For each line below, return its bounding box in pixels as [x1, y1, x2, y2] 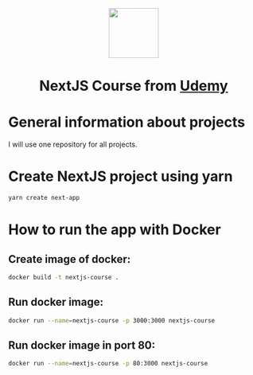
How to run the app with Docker [8, 221, 221, 239]
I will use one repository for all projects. [8, 139, 138, 150]
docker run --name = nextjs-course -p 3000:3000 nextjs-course [8, 316, 216, 325]
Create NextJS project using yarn [8, 167, 233, 186]
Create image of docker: [8, 252, 131, 266]
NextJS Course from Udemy [39, 77, 228, 95]
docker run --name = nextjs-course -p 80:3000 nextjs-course [8, 360, 208, 368]
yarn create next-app [8, 194, 80, 202]
